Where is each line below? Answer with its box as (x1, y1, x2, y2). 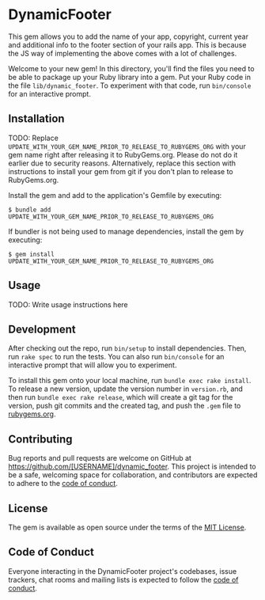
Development (8, 322, 77, 336)
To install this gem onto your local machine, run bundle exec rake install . (8, 376, 252, 385)
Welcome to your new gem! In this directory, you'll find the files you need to (8, 63, 255, 73)
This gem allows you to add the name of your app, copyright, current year (8, 32, 249, 41)
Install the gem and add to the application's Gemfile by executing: (8, 190, 222, 199)
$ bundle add (8, 206, 51, 214)
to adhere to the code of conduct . (8, 479, 119, 488)
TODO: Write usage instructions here (8, 299, 128, 309)
